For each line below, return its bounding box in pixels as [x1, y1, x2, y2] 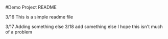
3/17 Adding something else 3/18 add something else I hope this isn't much [5, 23, 163, 29]
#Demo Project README [5, 4, 57, 10]
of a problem [5, 29, 32, 34]
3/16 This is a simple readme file [5, 14, 73, 19]
